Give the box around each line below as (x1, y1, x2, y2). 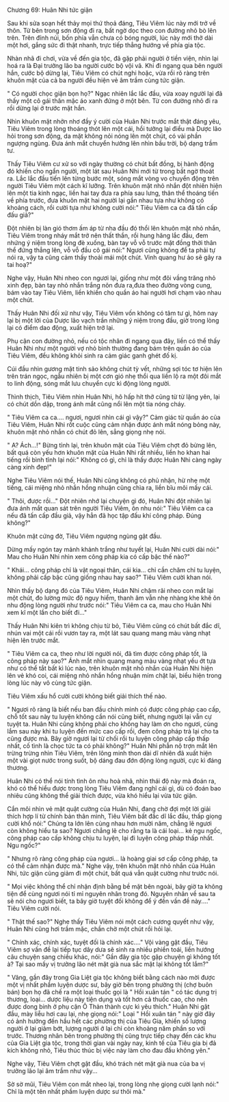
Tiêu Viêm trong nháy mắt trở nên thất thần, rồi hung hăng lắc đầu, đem (7, 231, 208, 239)
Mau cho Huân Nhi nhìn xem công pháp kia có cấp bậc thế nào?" (7, 552, 190, 561)
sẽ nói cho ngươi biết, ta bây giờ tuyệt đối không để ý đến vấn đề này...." (7, 897, 211, 905)
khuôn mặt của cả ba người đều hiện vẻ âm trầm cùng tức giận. (7, 76, 185, 84)
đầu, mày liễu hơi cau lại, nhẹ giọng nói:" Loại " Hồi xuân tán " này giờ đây (7, 1010, 215, 1018)
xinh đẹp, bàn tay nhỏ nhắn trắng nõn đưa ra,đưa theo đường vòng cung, (7, 281, 213, 289)
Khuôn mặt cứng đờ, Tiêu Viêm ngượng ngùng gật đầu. (7, 532, 162, 540)
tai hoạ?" (7, 261, 33, 268)
